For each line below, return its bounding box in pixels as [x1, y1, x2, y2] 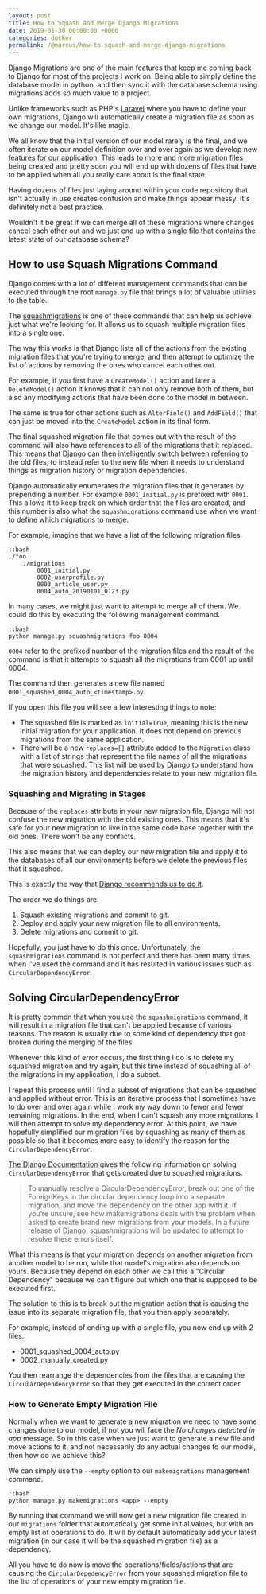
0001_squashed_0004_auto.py [19, 1347, 120, 1356]
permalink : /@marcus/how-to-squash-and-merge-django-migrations [8, 41, 226, 49]
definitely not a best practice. [8, 202, 105, 212]
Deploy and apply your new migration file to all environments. [19, 919, 221, 928]
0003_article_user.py [37, 580, 109, 589]
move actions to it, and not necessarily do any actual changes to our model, [8, 1442, 256, 1452]
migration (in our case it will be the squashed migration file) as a [8, 1536, 218, 1545]
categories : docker [8, 33, 73, 42]
